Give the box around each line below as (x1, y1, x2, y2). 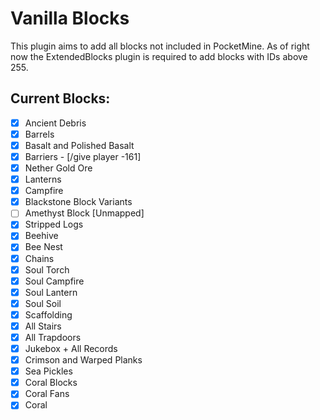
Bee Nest (24, 241, 63, 253)
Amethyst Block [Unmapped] (24, 207, 145, 219)
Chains (24, 252, 55, 264)
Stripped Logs (24, 218, 84, 231)
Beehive (24, 230, 59, 242)
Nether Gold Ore (24, 162, 93, 174)
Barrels (24, 128, 55, 140)
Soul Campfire (24, 275, 85, 287)
